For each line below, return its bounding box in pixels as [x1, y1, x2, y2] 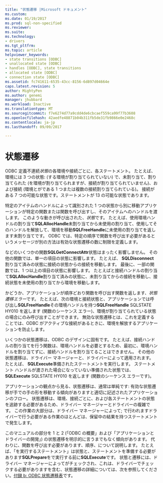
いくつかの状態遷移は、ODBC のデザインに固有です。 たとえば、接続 [5, 337, 143, 343]
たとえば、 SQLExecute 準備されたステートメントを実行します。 [5, 361, 133, 367]
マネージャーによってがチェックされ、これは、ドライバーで [23, 461, 142, 466]
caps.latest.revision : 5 [5, 83, 55, 89]
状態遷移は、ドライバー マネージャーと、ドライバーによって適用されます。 [5, 355, 154, 361]
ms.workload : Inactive [5, 102, 51, 107]
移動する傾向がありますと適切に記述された [43, 389, 129, 396]
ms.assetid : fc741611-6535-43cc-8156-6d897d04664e [5, 79, 110, 84]
